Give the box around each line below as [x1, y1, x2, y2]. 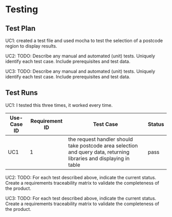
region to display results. [5, 43, 57, 49]
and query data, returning [68, 148, 130, 156]
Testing [5, 4, 38, 15]
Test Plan [5, 24, 36, 33]
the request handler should [68, 136, 133, 143]
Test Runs [5, 89, 38, 97]
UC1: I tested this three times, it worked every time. [5, 102, 113, 108]
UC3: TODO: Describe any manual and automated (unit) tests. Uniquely [5, 68, 155, 74]
